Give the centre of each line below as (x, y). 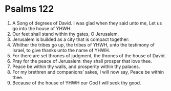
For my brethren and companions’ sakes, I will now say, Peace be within (88, 72)
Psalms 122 (29, 9)
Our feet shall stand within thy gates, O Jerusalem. (66, 34)
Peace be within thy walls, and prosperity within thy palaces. (76, 66)
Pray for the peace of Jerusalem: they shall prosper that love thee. (82, 61)
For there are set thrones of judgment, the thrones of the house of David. (89, 55)
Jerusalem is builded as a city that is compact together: (71, 39)
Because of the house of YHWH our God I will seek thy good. (77, 83)
